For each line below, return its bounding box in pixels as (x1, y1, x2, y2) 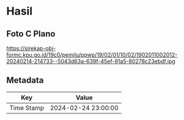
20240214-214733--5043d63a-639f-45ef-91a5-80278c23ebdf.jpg (6, 58, 175, 65)
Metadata (6, 75, 44, 86)
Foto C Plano (6, 29, 56, 39)
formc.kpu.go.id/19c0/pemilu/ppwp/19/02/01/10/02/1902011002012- (6, 51, 178, 58)
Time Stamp (9, 104, 45, 112)
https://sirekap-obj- (6, 44, 56, 52)
